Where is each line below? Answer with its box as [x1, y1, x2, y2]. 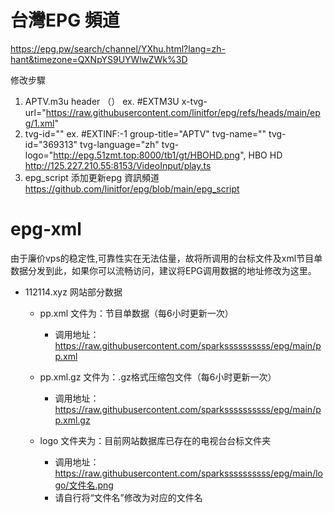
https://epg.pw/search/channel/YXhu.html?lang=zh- [10, 42, 227, 55]
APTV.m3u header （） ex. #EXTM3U [24, 95, 180, 107]
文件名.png [68, 479, 114, 491]
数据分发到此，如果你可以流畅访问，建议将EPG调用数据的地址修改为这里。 [10, 264, 317, 276]
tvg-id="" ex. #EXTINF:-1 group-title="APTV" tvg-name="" [24, 127, 267, 140]
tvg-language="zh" [79, 138, 160, 150]
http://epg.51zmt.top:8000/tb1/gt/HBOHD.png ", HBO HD [53, 149, 283, 161]
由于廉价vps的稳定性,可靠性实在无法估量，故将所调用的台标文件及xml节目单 [10, 252, 323, 264]
